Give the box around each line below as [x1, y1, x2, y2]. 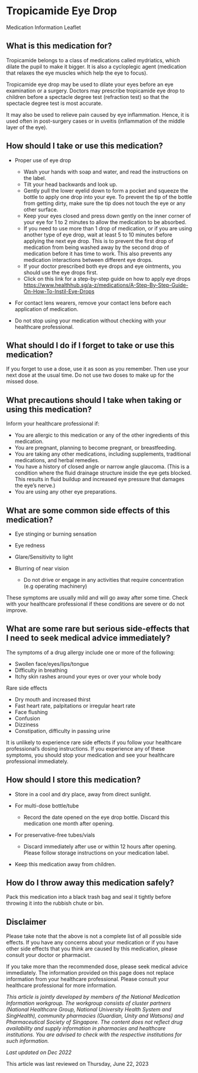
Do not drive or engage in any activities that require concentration [23, 576, 184, 583]
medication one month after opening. [23, 819, 114, 827]
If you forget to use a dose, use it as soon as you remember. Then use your [6, 366, 189, 373]
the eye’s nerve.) [14, 482, 56, 489]
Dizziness [14, 721, 39, 728]
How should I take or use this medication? [6, 141, 164, 151]
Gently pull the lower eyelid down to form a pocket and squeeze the [23, 187, 189, 194]
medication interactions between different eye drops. [23, 256, 153, 263]
